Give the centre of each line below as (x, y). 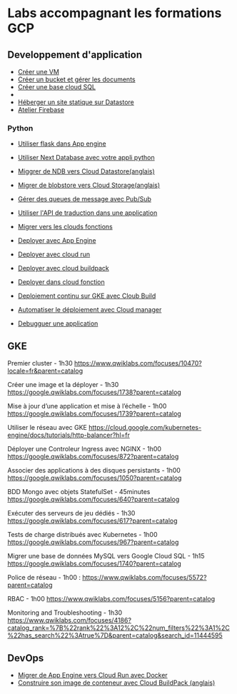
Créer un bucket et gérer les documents (76, 79)
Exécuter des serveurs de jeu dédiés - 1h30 (71, 513)
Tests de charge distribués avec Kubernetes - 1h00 (83, 535)
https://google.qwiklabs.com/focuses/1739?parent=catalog (95, 414)
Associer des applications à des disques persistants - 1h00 (94, 471)
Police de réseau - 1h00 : (44, 578)
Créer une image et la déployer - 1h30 (63, 385)
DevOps (26, 658)
